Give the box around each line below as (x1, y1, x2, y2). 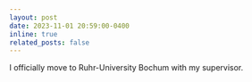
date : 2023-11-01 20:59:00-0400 (9, 21, 130, 30)
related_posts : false (9, 37, 90, 47)
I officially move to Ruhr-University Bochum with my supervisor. (9, 62, 244, 73)
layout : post (9, 12, 58, 22)
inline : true (9, 29, 58, 38)
